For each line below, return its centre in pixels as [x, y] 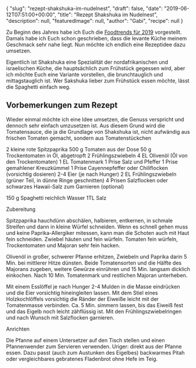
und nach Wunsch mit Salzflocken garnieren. [60, 317]
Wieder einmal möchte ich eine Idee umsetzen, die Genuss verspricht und [95, 119]
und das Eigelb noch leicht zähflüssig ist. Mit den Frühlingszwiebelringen [94, 311]
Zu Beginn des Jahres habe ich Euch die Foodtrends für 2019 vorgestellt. [94, 32]
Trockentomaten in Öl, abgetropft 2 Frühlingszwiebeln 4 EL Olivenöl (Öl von [97, 155]
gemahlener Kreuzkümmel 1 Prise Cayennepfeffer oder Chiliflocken [87, 168]
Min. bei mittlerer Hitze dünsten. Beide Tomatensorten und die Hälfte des [94, 263]
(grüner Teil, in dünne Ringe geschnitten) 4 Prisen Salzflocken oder [87, 180]
